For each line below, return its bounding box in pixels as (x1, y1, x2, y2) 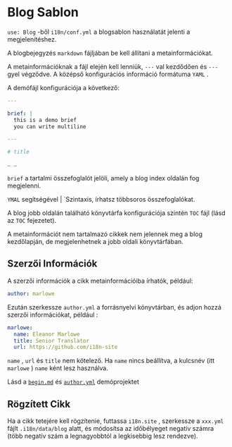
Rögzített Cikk (7, 398, 71, 410)
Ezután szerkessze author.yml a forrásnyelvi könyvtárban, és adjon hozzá (7, 302, 221, 311)
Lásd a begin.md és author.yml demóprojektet (7, 378, 139, 386)
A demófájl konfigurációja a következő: (7, 83, 120, 92)
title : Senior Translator (13, 337, 90, 344)
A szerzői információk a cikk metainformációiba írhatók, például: (7, 276, 193, 285)
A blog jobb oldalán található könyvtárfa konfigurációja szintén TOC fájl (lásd (7, 209, 226, 217)
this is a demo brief (13, 116, 77, 123)
